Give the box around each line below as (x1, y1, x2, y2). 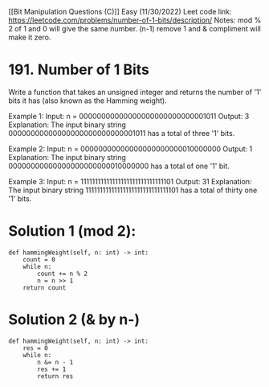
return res (37, 372, 74, 381)
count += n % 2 (37, 270, 88, 278)
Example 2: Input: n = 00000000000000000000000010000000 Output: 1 (8, 144, 253, 154)
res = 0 (22, 344, 48, 352)
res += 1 (37, 365, 67, 373)
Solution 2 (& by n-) (8, 311, 141, 329)
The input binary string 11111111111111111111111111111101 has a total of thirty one (8, 185, 258, 195)
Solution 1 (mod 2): (8, 222, 137, 241)
